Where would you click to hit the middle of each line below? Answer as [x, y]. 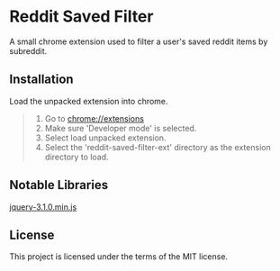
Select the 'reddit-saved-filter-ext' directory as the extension [158, 147]
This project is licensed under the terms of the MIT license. [118, 257]
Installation [41, 80]
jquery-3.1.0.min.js [43, 207]
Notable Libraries [59, 185]
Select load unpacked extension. [105, 138]
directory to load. [77, 157]
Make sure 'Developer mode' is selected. [121, 128]
